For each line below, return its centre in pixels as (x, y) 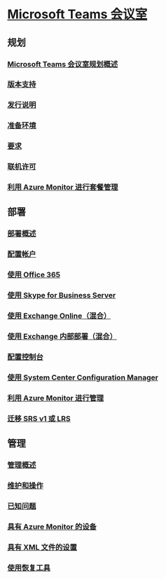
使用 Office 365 (34, 275)
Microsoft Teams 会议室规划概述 (63, 64)
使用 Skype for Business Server (62, 295)
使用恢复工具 (29, 568)
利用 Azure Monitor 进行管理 (55, 398)
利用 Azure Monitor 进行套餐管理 (63, 188)
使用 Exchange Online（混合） (59, 316)
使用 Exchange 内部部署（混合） (62, 336)
